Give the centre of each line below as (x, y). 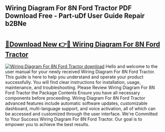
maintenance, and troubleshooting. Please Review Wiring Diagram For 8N (80, 87)
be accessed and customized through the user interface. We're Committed (81, 114)
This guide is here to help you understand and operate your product (74, 77)
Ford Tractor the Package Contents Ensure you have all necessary (73, 93)
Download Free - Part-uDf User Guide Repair (75, 16)
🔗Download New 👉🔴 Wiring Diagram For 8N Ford (82, 44)
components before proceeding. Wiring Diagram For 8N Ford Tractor (75, 98)
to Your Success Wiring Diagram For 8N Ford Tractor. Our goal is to (74, 119)
